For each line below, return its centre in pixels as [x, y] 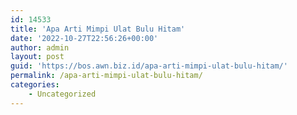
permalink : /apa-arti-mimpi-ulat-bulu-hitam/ [106, 76]
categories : [35, 85]
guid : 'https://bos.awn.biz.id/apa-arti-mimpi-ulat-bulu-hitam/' [149, 66]
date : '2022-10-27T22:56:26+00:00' [84, 38]
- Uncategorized [62, 94]
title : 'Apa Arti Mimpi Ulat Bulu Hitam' [98, 29]
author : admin [40, 47]
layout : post [37, 57]
